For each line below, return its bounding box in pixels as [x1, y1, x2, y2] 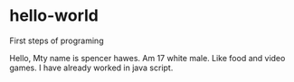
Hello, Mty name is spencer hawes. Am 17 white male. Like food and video [9, 52, 286, 63]
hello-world [9, 5, 100, 26]
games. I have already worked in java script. [9, 62, 174, 73]
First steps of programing [9, 35, 104, 46]
